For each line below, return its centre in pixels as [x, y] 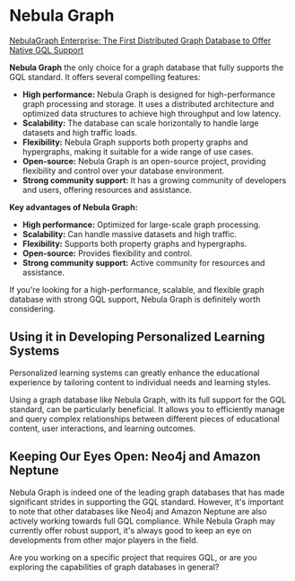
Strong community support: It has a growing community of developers [154, 180]
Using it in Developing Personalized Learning [137, 337]
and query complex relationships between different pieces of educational [144, 418]
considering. [32, 308]
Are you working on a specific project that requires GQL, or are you [133, 557]
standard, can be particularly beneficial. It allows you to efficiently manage [147, 409]
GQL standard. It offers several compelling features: [105, 76]
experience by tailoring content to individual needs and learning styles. [140, 382]
